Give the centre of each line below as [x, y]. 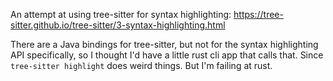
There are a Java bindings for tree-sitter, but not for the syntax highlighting [164, 44]
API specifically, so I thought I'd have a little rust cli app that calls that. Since [167, 55]
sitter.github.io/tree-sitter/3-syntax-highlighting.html [118, 25]
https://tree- [258, 14]
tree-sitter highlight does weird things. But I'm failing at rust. [141, 65]
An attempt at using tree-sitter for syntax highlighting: [121, 14]
